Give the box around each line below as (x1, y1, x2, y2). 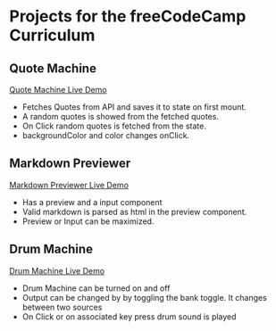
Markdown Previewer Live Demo (9, 179, 130, 190)
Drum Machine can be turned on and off (21, 283, 171, 294)
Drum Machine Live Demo (9, 265, 105, 276)
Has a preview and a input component (21, 196, 163, 207)
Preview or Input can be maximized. (21, 216, 155, 227)
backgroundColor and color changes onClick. (21, 130, 190, 140)
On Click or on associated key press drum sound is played (21, 310, 237, 322)
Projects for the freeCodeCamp (9, 6, 247, 27)
